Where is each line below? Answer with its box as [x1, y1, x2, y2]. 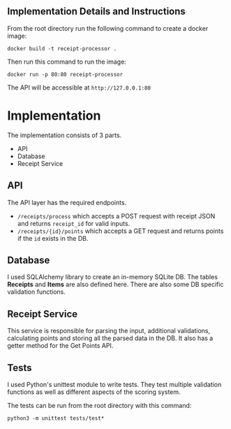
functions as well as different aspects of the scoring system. [7, 388, 181, 396]
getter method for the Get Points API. [7, 342, 114, 350]
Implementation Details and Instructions [7, 6, 186, 17]
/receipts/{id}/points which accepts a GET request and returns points [17, 227, 224, 235]
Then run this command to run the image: [7, 57, 127, 66]
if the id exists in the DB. [17, 234, 89, 242]
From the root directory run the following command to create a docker [7, 24, 209, 32]
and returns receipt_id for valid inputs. [17, 219, 131, 227]
